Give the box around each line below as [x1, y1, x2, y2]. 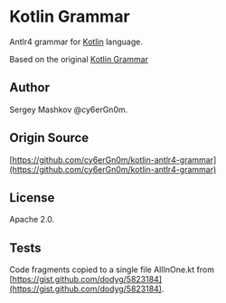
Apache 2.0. [9, 214, 55, 225]
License [9, 190, 55, 205]
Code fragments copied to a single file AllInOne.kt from [9, 264, 215, 275]
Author [9, 80, 50, 96]
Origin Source [9, 130, 89, 146]
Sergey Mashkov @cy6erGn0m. [9, 104, 128, 115]
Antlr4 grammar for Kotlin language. [9, 36, 143, 47]
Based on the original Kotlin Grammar [9, 53, 149, 64]
